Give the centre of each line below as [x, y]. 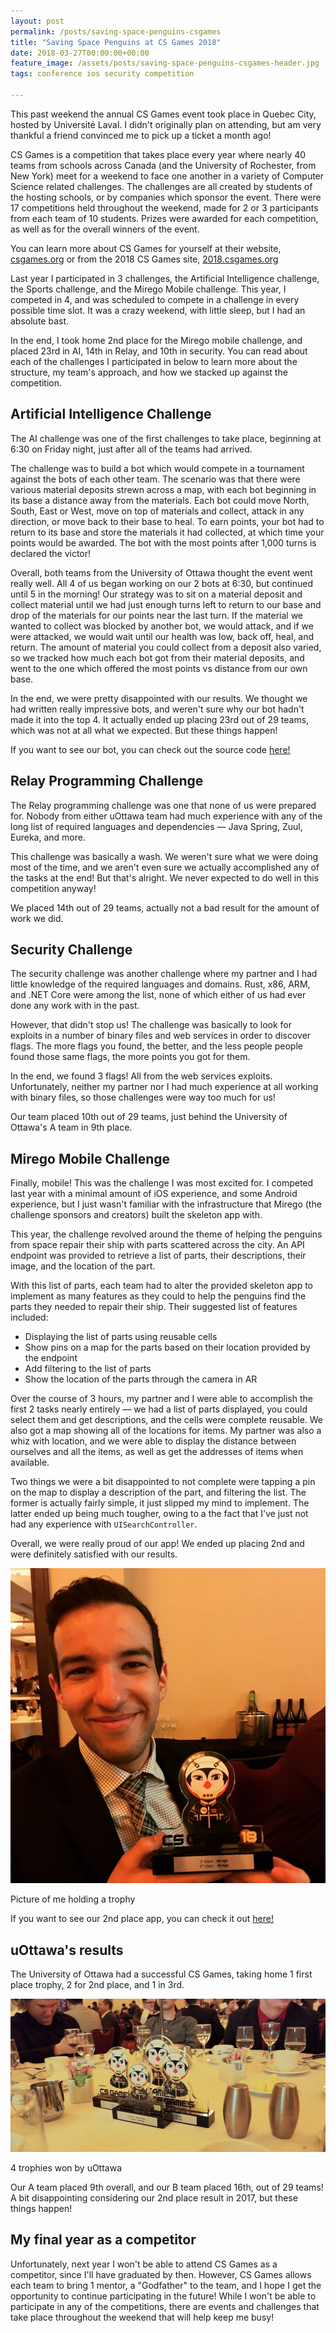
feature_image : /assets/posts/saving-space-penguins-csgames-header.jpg [165, 63]
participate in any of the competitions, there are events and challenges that [165, 2306]
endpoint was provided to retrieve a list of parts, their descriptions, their [158, 1256]
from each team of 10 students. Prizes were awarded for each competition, [164, 218]
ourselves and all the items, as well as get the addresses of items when [157, 1452]
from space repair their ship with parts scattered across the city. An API [157, 1245]
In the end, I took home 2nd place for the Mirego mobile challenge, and [156, 340]
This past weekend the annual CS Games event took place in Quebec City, [163, 114]
